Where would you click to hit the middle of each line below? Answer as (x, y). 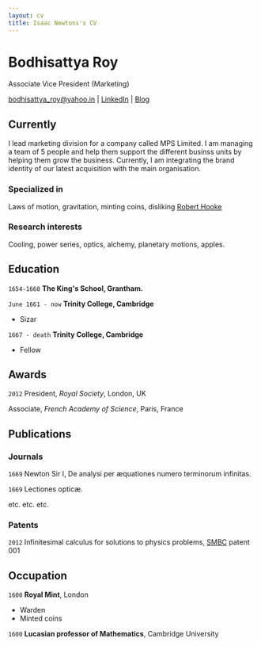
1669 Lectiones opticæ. (45, 489)
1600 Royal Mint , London (48, 594)
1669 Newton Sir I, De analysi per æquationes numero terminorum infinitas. (130, 474)
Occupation (38, 575)
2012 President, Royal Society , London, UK (77, 394)
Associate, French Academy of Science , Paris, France (96, 409)
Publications (40, 434)
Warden (32, 610)
